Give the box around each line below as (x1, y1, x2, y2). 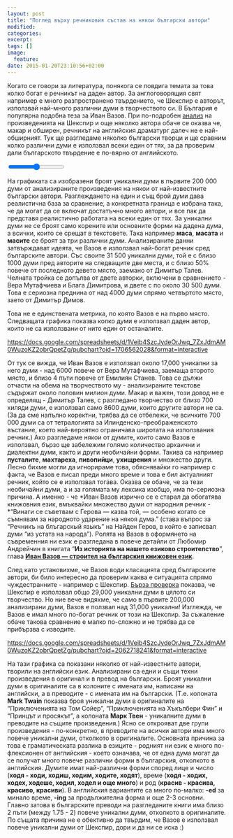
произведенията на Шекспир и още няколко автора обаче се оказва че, (7, 118, 222, 127)
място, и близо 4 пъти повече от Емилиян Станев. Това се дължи (7, 374, 203, 382)
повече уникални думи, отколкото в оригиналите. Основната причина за (7, 734, 225, 742)
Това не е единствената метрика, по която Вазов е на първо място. (7, 309, 210, 318)
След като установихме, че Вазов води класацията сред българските (7, 565, 216, 574)
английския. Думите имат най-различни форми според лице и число (7, 763, 214, 772)
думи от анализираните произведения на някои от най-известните (7, 184, 207, 192)
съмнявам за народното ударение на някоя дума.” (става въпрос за (7, 515, 211, 523)
